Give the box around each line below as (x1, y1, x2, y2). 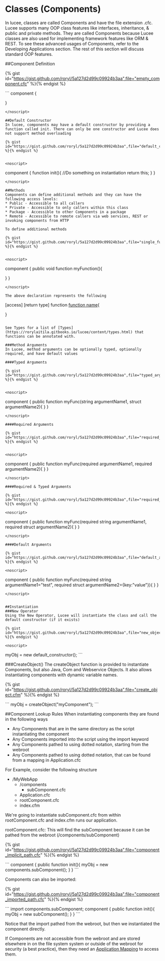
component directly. (5, 926, 46, 932)
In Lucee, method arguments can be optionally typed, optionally (5, 346, 141, 352)
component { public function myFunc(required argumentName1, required (5, 461, 152, 467)
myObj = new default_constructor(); (5, 652, 78, 657)
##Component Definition (5, 61, 55, 67)
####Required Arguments (5, 422, 54, 427)
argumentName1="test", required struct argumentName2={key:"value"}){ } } (5, 582, 159, 587)
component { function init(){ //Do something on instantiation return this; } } (5, 170, 156, 175)
